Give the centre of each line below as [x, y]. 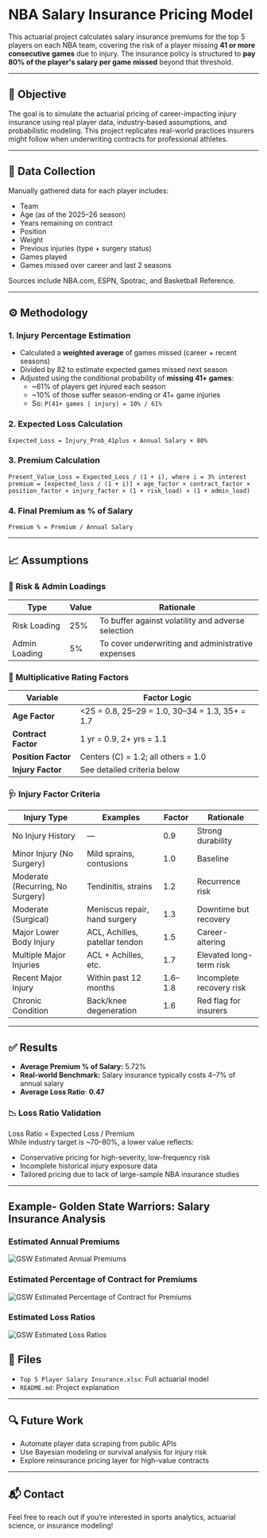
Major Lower [36, 932]
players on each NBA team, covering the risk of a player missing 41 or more [132, 45]
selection [116, 630]
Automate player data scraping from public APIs [98, 1443]
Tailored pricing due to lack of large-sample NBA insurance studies [130, 1174]
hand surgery [112, 920]
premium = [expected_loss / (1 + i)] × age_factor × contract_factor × [129, 484]
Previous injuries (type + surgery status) [86, 248]
